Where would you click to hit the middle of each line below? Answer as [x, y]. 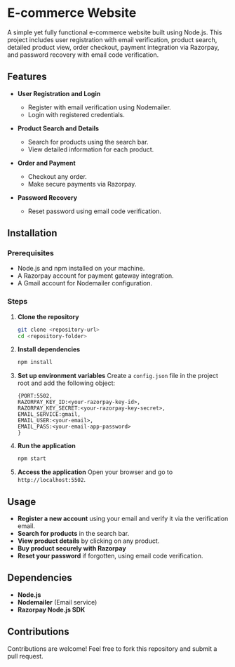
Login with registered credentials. [76, 114]
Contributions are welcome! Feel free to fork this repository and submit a [112, 648]
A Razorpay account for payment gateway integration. [95, 276]
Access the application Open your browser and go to [95, 472]
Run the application [46, 446]
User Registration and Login [59, 93]
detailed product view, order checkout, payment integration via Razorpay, [113, 47]
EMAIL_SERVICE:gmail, [49, 415]
